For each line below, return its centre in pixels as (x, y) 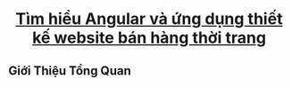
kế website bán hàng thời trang (149, 38)
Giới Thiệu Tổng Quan (70, 71)
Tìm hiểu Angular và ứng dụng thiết (149, 19)
